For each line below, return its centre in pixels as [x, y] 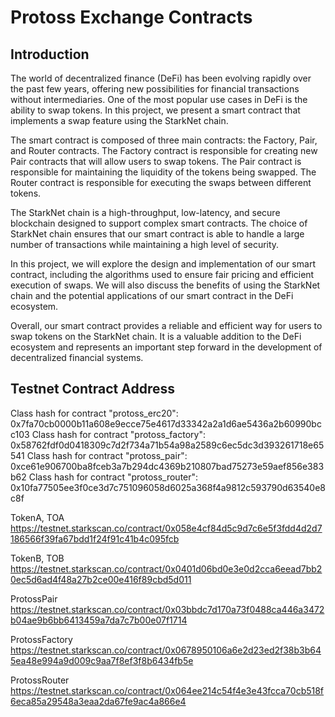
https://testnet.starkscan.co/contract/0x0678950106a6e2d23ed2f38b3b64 [166, 650]
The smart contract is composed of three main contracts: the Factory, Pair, [164, 140]
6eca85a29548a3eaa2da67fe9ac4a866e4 [98, 701]
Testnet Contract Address [92, 389]
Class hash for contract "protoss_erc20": [94, 413]
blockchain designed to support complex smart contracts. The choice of [159, 223]
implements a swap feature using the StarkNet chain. [119, 120]
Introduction [50, 54]
